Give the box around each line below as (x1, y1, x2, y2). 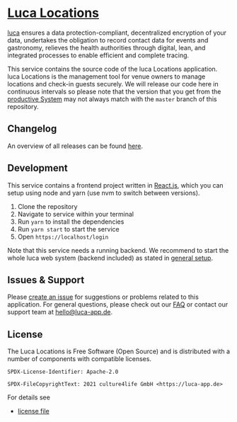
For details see (7, 393, 51, 401)
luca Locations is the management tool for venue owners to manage (7, 72, 206, 81)
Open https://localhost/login (17, 232, 109, 241)
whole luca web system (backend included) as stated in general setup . (7, 253, 214, 262)
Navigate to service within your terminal (17, 210, 134, 218)
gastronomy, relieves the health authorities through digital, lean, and (7, 43, 206, 52)
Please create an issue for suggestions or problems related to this (7, 292, 200, 302)
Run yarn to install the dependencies (17, 217, 125, 226)
